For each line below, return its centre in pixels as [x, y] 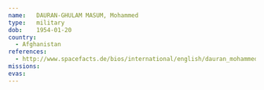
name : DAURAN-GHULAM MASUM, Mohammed [73, 15]
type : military [37, 23]
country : [22, 37]
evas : [17, 74]
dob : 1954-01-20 [40, 30]
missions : [24, 67]
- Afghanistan [38, 45]
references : [27, 52]
